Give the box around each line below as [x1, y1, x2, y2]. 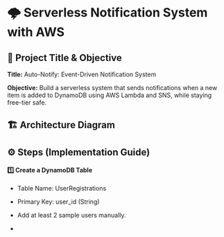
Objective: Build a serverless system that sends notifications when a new [7, 84, 218, 91]
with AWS [7, 24, 64, 40]
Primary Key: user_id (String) [17, 197, 100, 206]
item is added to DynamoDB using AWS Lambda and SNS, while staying [7, 91, 212, 99]
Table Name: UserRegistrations [17, 184, 107, 192]
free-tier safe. [7, 98, 47, 107]
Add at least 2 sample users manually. [17, 211, 126, 219]
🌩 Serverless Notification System [7, 5, 208, 21]
